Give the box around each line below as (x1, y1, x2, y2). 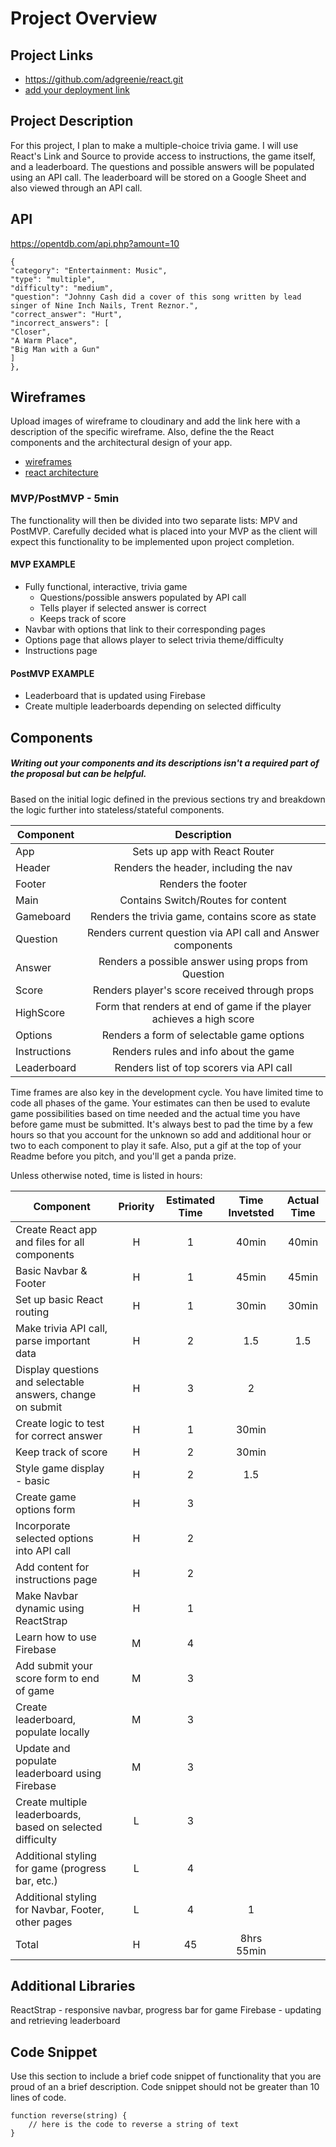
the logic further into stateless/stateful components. (10, 803, 225, 816)
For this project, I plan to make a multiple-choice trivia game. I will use (10, 139, 299, 151)
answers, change (15, 1387, 97, 1401)
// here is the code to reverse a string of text (28, 2120, 240, 2130)
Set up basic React (15, 1292, 104, 1306)
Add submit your (15, 1658, 93, 1672)
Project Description (10, 113, 134, 130)
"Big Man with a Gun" (10, 344, 101, 354)
